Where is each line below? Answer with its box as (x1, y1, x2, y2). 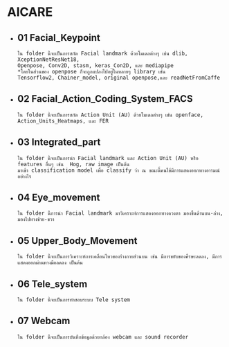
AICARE (7, 4, 53, 20)
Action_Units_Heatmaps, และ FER (17, 117, 109, 125)
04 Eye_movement (17, 192, 100, 204)
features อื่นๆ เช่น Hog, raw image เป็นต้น (17, 161, 130, 168)
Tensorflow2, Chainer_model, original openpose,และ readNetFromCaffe (17, 74, 220, 81)
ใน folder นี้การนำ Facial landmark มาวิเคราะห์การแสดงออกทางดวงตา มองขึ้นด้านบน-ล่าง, (17, 210, 223, 217)
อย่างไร (17, 172, 32, 180)
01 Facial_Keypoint (17, 32, 100, 44)
